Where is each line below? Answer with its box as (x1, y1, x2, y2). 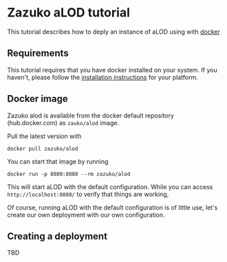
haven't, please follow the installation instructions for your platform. (7, 73, 198, 81)
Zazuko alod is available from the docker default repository (7, 111, 174, 120)
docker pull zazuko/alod (7, 145, 78, 152)
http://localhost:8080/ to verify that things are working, (7, 190, 169, 198)
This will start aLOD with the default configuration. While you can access (7, 182, 213, 190)
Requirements (7, 47, 69, 59)
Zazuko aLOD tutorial (7, 5, 131, 21)
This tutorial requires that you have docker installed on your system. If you (7, 65, 218, 74)
